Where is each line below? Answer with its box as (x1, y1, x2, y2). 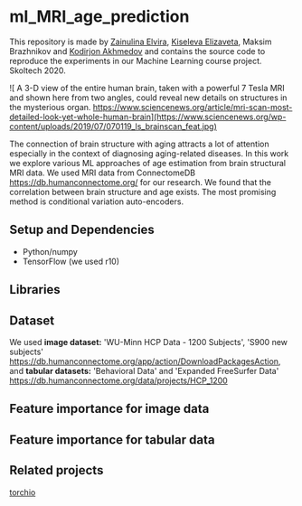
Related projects (9, 463, 104, 478)
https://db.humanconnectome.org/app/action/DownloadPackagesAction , (9, 355, 281, 367)
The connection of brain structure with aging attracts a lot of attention (9, 138, 269, 149)
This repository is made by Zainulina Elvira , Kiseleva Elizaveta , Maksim (9, 36, 272, 47)
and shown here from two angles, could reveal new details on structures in (9, 92, 288, 103)
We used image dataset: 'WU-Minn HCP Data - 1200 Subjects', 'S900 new (9, 336, 288, 347)
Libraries (9, 282, 61, 297)
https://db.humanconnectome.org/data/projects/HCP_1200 (9, 375, 228, 386)
